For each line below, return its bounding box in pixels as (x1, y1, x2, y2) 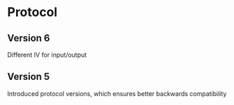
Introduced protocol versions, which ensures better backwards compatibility (7, 89, 227, 98)
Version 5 (7, 71, 50, 83)
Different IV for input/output (7, 50, 87, 59)
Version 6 (7, 32, 50, 44)
